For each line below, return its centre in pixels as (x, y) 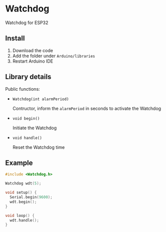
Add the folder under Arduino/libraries (54, 56)
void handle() (27, 138)
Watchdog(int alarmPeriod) (41, 99)
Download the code (33, 50)
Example (19, 163)
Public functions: (23, 89)
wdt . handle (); (24, 220)
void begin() (26, 118)
